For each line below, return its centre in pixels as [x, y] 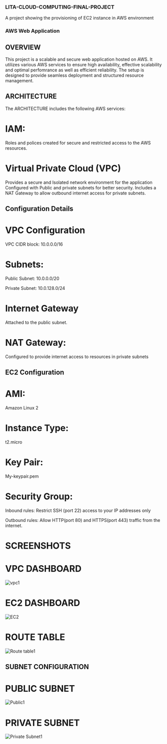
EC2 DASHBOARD [43, 603]
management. [19, 81]
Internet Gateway [42, 309]
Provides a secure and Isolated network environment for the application [79, 182]
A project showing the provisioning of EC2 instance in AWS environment [79, 18]
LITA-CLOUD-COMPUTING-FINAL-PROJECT [60, 7]
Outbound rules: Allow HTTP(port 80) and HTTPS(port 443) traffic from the [83, 520]
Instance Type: [37, 428]
